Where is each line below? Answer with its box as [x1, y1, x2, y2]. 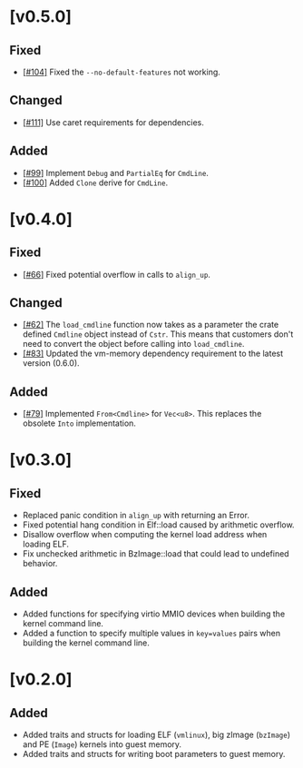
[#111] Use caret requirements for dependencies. [22, 116, 204, 128]
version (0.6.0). [22, 358, 80, 369]
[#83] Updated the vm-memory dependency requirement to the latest [22, 348, 284, 359]
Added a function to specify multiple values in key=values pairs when [22, 628, 281, 639]
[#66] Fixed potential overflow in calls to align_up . [22, 269, 211, 280]
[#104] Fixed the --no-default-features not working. [22, 66, 220, 77]
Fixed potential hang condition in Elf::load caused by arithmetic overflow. [22, 519, 295, 530]
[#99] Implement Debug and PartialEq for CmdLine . [22, 167, 209, 178]
